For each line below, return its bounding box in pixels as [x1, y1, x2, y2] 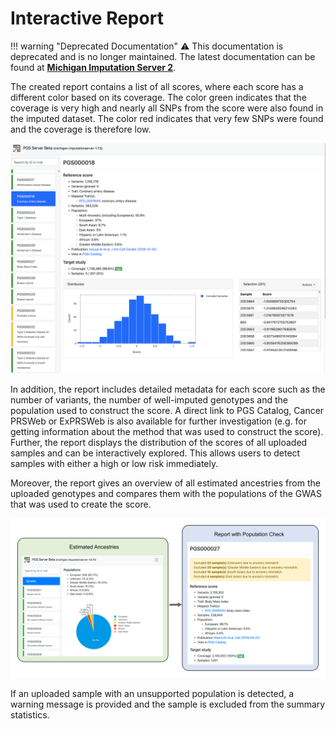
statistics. [10, 709, 50, 721]
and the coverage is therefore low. [10, 123, 152, 135]
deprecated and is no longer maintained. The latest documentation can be [10, 50, 316, 62]
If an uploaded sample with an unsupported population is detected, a [10, 688, 295, 700]
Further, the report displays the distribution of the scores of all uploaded [10, 437, 308, 449]
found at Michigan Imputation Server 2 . [10, 61, 177, 73]
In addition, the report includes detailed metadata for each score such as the [10, 383, 326, 396]
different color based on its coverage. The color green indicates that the [10, 91, 307, 103]
